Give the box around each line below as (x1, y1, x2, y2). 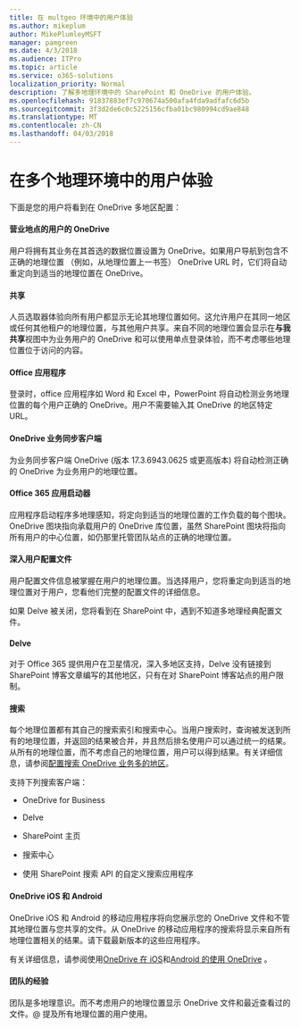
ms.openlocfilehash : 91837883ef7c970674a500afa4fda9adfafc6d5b (9, 96, 250, 105)
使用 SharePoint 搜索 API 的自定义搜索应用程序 (21, 868, 194, 880)
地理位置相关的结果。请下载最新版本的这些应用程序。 (9, 934, 205, 945)
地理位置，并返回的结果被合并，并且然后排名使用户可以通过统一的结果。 (24, 736, 291, 747)
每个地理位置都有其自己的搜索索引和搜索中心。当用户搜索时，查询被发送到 (9, 724, 283, 735)
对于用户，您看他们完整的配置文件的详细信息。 (32, 587, 205, 598)
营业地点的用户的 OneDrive (9, 224, 110, 235)
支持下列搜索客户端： (9, 777, 87, 788)
